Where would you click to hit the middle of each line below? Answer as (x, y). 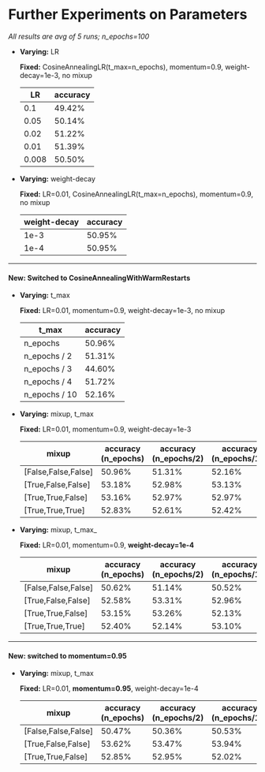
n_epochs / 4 (48, 382)
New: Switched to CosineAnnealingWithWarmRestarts (99, 278)
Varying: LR (39, 51)
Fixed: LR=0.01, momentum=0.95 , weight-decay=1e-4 (109, 688)
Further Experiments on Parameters (128, 15)
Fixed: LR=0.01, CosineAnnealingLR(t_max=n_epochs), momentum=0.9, (136, 194)
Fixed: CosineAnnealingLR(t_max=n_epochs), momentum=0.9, (121, 67)
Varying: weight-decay (58, 178)
